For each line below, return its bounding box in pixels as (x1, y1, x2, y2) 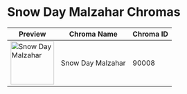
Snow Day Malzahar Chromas (7, 4, 181, 20)
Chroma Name (69, 29, 118, 39)
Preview (18, 29, 46, 39)
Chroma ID (132, 29, 168, 39)
